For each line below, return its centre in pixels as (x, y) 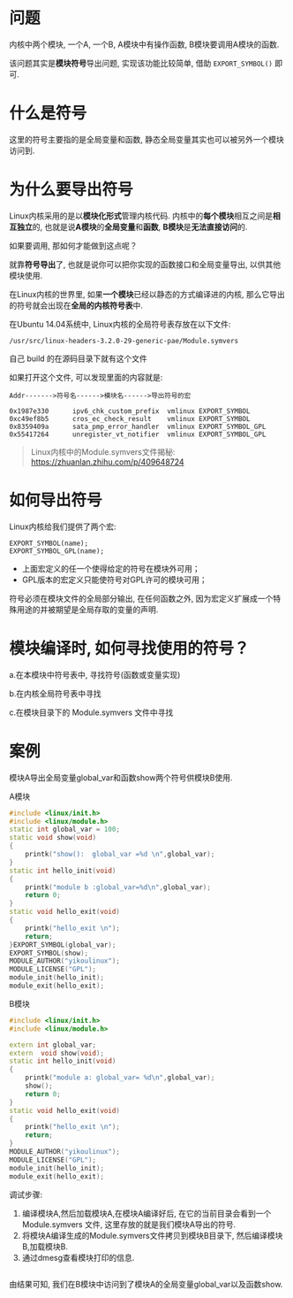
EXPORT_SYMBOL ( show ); (49, 953)
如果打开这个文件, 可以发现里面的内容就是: (86, 377)
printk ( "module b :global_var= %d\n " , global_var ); (118, 887)
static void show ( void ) (53, 838)
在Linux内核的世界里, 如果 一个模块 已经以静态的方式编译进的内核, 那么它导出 (147, 294)
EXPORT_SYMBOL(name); (49, 543)
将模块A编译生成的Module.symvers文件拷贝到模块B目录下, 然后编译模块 (152, 1235)
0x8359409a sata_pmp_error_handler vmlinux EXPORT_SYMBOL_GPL (138, 426)
